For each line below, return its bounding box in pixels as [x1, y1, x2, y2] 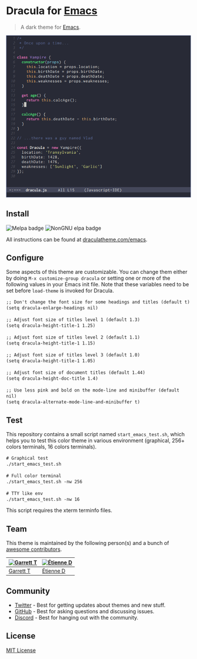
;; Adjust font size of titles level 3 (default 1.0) [6, 352, 141, 358]
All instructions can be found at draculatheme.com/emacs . [6, 236, 148, 243]
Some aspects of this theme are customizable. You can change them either [6, 269, 188, 276]
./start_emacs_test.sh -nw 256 [6, 479, 83, 485]
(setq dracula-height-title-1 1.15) [6, 340, 96, 346]
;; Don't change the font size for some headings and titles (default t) [6, 299, 191, 305]
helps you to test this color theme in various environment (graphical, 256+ [6, 437, 185, 444]
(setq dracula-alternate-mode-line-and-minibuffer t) [6, 399, 141, 405]
